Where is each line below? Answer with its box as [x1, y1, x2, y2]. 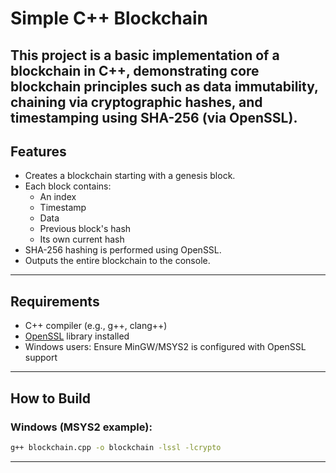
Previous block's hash [39, 223, 132, 235]
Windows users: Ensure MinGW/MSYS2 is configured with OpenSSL [24, 341, 307, 353]
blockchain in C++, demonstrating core [10, 62, 260, 79]
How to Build [10, 390, 92, 407]
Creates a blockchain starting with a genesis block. [24, 170, 236, 182]
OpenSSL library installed [24, 330, 130, 342]
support [24, 352, 58, 364]
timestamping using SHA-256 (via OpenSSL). [10, 109, 298, 126]
